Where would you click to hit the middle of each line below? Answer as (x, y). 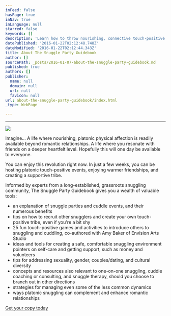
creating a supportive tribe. (34, 175)
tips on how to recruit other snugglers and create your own (74, 217)
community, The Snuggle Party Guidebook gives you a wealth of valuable (82, 191)
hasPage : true (20, 15)
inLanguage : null (24, 24)
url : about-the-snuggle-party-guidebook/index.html (61, 100)
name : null (21, 81)
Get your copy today (27, 308)
